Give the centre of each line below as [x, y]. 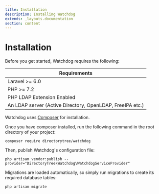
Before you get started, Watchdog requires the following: [62, 61]
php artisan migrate [26, 187]
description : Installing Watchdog [40, 14]
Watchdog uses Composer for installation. [47, 118]
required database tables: [31, 178]
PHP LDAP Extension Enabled [42, 97]
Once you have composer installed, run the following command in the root [80, 127]
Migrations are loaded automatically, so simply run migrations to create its [79, 172]
